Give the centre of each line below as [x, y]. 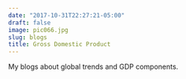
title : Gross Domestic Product [60, 45]
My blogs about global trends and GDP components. [93, 66]
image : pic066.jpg [38, 30]
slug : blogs [28, 37]
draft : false [30, 23]
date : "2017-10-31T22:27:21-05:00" [67, 15]
